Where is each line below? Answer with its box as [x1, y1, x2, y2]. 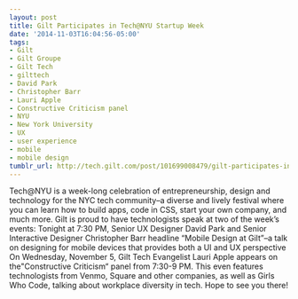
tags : [9, 37, 29, 47]
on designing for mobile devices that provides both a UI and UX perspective [9, 242, 286, 253]
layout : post [9, 12, 58, 22]
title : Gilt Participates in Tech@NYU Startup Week [9, 21, 204, 30]
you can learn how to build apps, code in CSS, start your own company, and [9, 205, 286, 216]
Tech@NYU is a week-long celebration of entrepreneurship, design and [9, 185, 271, 196]
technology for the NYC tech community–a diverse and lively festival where [9, 195, 285, 206]
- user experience [9, 137, 77, 146]
